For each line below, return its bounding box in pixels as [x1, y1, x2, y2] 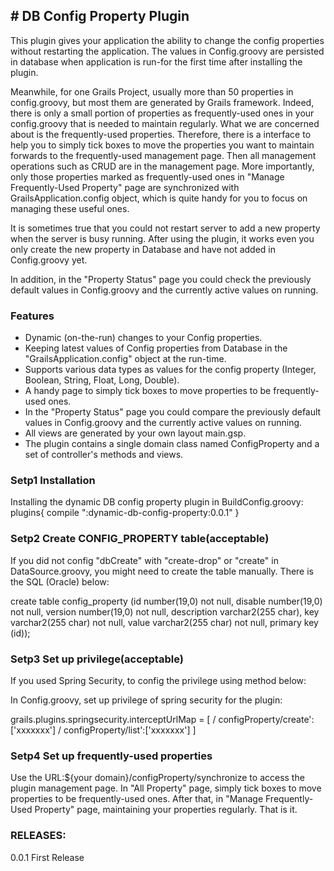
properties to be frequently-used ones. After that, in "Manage [10, 793, 264, 805]
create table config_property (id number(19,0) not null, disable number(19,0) [10, 595, 323, 607]
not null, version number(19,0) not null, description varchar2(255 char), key [10, 605, 320, 618]
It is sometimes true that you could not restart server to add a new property [10, 222, 321, 234]
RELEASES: [10, 829, 67, 843]
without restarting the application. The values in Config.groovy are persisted [10, 45, 325, 57]
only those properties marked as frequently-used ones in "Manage [10, 170, 285, 183]
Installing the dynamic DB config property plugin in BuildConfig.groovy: [10, 496, 304, 508]
